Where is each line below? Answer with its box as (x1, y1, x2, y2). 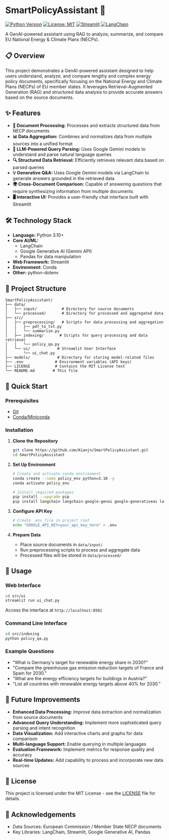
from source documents (12, 714, 63, 720)
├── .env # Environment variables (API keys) (5, 359, 132, 365)
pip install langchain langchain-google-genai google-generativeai (12, 499, 157, 504)
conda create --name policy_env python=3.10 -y (12, 476, 115, 481)
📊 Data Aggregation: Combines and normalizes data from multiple (12, 133, 152, 139)
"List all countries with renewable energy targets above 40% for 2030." (12, 681, 161, 687)
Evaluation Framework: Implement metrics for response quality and (12, 746, 154, 752)
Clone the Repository (12, 438, 58, 444)
